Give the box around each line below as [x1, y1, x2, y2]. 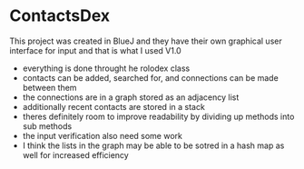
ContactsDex [9, 5, 111, 26]
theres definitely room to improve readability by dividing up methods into [22, 111, 295, 122]
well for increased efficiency [22, 149, 129, 160]
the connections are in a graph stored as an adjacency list [22, 92, 240, 103]
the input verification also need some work [22, 130, 183, 141]
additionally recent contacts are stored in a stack [22, 101, 206, 112]
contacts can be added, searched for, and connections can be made [22, 72, 279, 83]
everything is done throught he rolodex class [22, 63, 191, 74]
